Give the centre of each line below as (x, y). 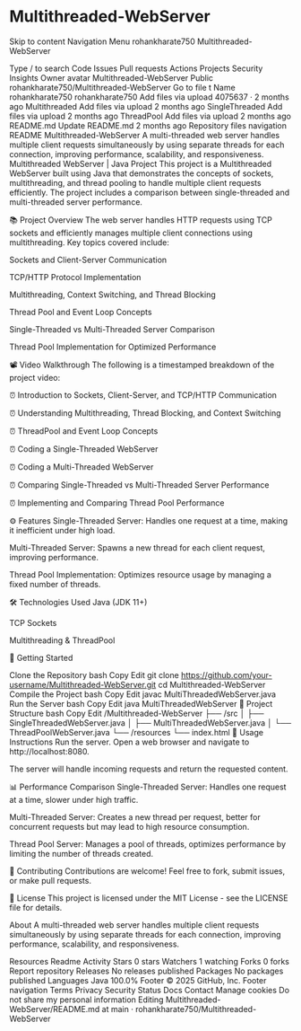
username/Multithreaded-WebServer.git (83, 684)
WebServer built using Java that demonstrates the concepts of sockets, (142, 173)
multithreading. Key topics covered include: (90, 242)
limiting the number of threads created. (82, 853)
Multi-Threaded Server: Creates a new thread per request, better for (135, 817)
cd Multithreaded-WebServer (212, 684)
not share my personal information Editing (86, 1000)
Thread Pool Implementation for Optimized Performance (113, 347)
